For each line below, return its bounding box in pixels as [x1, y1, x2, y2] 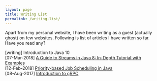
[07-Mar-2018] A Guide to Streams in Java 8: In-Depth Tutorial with [5, 55, 141, 61]
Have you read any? [5, 40, 46, 46]
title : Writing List [5, 12, 48, 17]
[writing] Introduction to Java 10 [5, 50, 70, 55]
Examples [5, 60, 25, 66]
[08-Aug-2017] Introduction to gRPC [5, 71, 79, 77]
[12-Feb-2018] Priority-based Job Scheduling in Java [5, 65, 113, 71]
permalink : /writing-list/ [5, 16, 61, 21]
